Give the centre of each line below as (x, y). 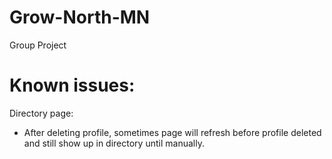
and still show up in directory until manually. (114, 143)
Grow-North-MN (80, 17)
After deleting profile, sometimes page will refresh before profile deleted (172, 132)
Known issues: (72, 85)
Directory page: (41, 113)
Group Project (38, 45)
